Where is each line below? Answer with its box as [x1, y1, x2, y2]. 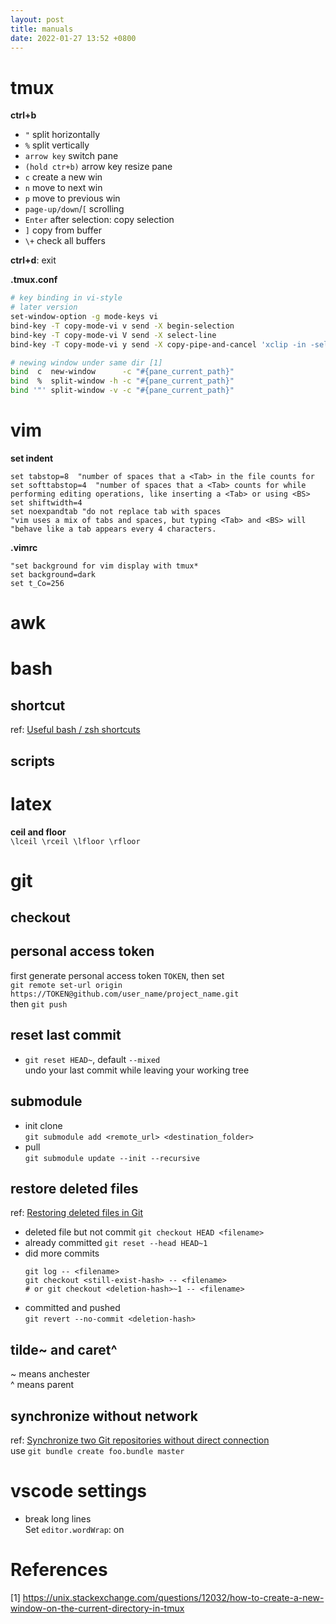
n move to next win [24, 182, 103, 194]
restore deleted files [10, 1180, 139, 1197]
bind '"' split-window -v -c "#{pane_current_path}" [10, 386, 235, 396]
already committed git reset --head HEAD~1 [24, 1237, 208, 1249]
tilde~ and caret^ [10, 1341, 118, 1358]
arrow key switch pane [24, 150, 119, 162]
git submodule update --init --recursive [24, 1153, 200, 1163]
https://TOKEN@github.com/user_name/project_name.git [10, 989, 240, 999]
